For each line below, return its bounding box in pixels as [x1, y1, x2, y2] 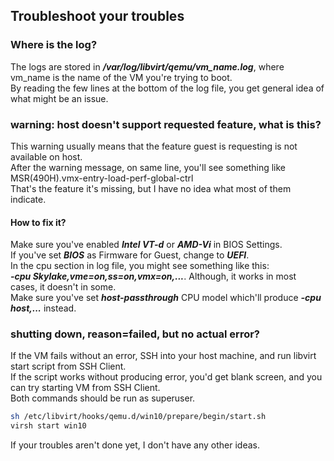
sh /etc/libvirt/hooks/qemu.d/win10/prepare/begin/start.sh [10, 412, 267, 422]
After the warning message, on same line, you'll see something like [10, 161, 286, 173]
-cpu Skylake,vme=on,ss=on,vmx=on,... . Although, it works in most [10, 270, 297, 283]
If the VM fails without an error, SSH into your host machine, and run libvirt [10, 350, 317, 362]
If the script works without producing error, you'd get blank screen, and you [10, 371, 323, 383]
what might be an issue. [10, 92, 109, 104]
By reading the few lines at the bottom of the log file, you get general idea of [10, 82, 325, 94]
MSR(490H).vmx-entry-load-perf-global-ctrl [10, 172, 194, 184]
